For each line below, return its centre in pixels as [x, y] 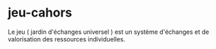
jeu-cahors [40, 13]
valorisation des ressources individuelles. [67, 39]
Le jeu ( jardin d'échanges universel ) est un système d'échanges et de [109, 32]
